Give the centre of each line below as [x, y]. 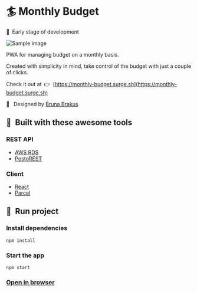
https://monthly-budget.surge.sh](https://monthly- [116, 84]
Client [15, 173]
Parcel [22, 193]
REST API [20, 139]
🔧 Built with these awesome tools [69, 122]
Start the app [25, 255]
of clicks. [17, 72]
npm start [18, 267]
